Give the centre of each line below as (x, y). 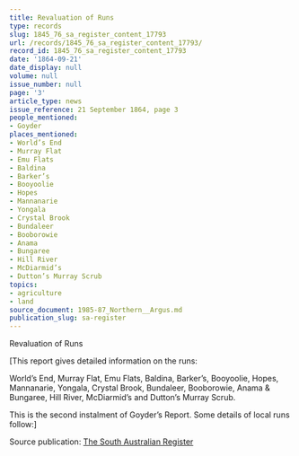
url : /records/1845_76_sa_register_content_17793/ (106, 43)
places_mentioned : (44, 135)
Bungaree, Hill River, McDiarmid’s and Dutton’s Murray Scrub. (123, 398)
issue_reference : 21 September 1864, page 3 (94, 110)
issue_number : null (46, 84)
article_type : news (46, 101)
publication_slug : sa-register (68, 318)
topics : (24, 285)
